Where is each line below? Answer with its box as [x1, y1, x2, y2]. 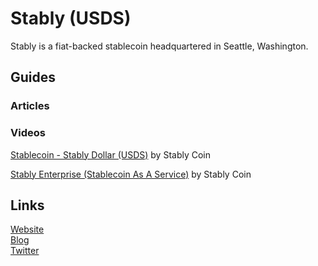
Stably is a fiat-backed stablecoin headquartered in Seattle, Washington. [10, 40, 309, 52]
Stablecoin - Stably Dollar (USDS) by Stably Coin [10, 148, 212, 161]
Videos [10, 126, 46, 140]
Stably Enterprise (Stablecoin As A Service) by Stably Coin [10, 168, 252, 180]
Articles [10, 99, 50, 113]
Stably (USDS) [10, 7, 132, 30]
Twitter [10, 245, 40, 257]
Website [10, 223, 45, 236]
